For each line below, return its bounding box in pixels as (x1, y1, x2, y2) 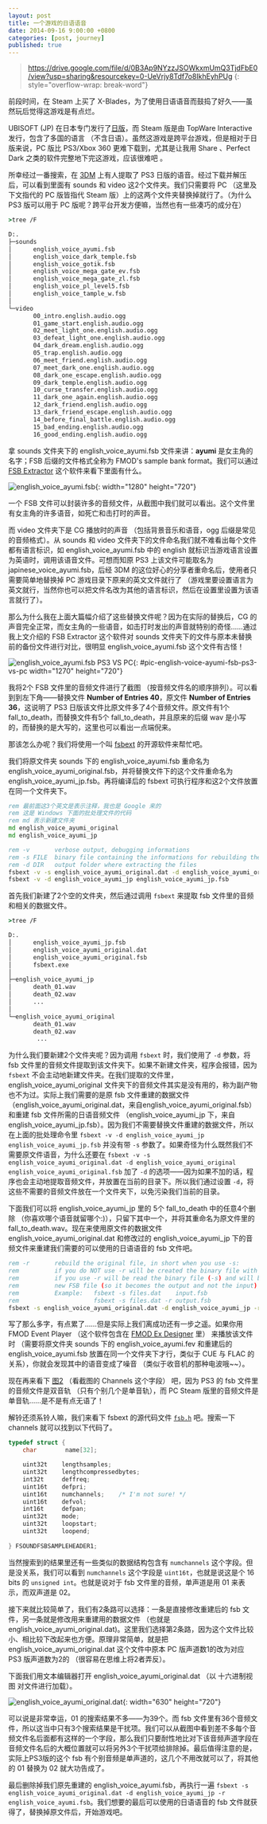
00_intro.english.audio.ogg (33, 312, 126, 320)
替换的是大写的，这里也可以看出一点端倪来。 (29, 722, 176, 732)
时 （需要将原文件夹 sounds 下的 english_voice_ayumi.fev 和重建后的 (8, 1340, 233, 1349)
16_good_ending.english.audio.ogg (33, 430, 148, 438)
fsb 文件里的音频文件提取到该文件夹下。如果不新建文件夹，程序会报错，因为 (8, 1061, 257, 1070)
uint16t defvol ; (22, 1497, 87, 1506)
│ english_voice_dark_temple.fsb (8, 253, 137, 261)
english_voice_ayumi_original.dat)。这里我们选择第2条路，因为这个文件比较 (8, 1624, 254, 1634)
